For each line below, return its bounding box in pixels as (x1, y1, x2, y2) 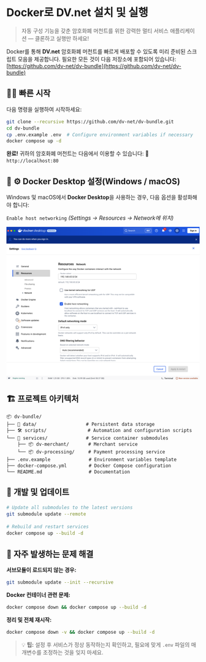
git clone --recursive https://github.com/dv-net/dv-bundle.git (6, 118, 174, 125)
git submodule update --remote (6, 510, 86, 517)
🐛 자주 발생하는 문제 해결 (6, 548, 94, 559)
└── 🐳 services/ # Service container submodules (6, 435, 169, 442)
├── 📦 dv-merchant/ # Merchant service (17, 441, 138, 448)
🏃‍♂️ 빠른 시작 (6, 88, 51, 99)
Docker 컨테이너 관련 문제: (6, 591, 71, 598)
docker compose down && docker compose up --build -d (6, 604, 147, 610)
